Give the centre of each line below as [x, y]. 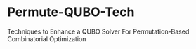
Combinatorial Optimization [47, 38]
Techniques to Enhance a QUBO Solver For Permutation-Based [98, 31]
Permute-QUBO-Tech [71, 12]
